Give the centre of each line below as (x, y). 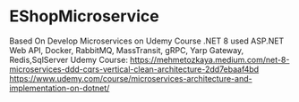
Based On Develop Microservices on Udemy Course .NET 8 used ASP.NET (147, 41)
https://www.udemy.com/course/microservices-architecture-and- (131, 78)
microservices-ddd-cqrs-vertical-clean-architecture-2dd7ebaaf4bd (134, 69)
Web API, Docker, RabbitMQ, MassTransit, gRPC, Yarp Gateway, (127, 50)
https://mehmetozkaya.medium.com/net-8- (209, 59)
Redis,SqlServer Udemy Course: (68, 59)
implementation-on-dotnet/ (60, 88)
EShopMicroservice (84, 16)
